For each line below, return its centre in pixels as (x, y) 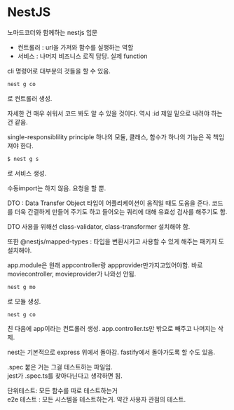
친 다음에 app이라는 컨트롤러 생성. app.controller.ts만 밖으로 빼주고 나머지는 (112, 329)
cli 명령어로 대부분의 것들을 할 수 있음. (59, 71)
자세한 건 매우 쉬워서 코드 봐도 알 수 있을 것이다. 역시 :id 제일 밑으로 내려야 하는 (115, 113)
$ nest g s (23, 159)
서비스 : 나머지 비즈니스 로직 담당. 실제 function (82, 56)
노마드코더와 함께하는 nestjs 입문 (53, 32)
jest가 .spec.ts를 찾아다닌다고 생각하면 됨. (65, 376)
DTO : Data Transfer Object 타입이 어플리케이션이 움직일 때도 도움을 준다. (109, 203)
